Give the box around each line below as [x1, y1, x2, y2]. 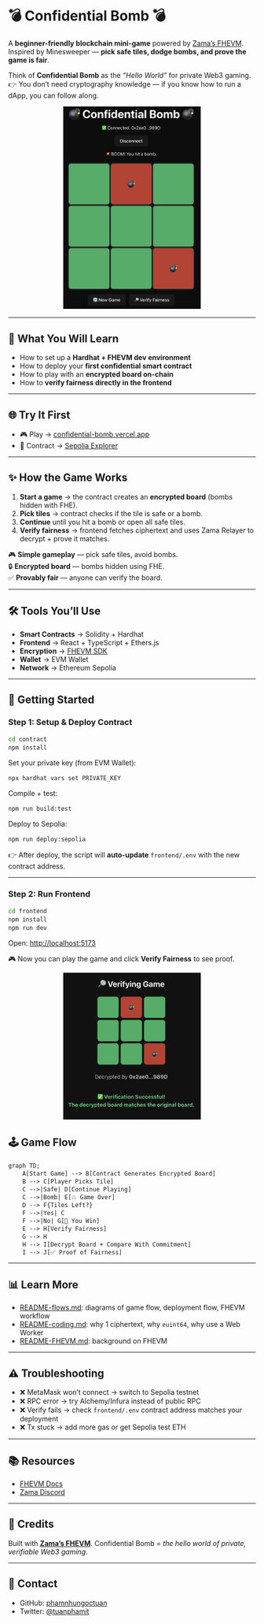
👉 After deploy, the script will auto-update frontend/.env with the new [8, 849, 240, 860]
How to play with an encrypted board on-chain [19, 370, 174, 379]
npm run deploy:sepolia [8, 835, 86, 843]
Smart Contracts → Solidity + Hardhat [19, 629, 144, 639]
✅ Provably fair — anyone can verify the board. [8, 573, 163, 582]
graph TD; [8, 1161, 41, 1169]
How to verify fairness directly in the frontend [19, 378, 172, 388]
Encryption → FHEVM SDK [19, 646, 108, 656]
